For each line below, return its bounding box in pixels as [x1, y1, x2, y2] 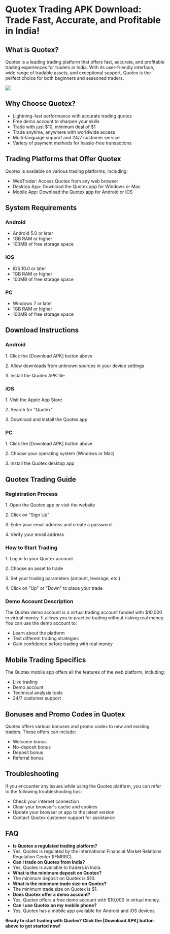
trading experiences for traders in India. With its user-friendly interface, [5, 65, 155, 70]
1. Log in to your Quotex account [5, 556, 73, 562]
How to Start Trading [5, 544, 57, 551]
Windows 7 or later [12, 300, 52, 306]
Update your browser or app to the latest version [12, 809, 115, 815]
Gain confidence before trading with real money [12, 641, 113, 647]
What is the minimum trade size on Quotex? [12, 881, 107, 887]
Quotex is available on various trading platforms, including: [5, 168, 128, 174]
